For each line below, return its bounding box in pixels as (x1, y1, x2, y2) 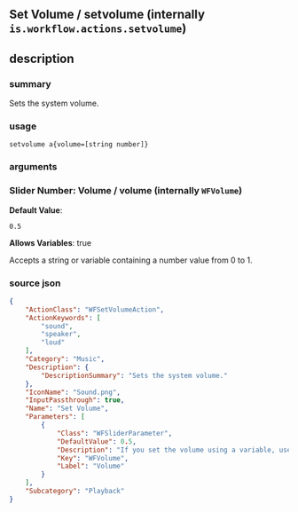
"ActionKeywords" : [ (25, 313, 101, 322)
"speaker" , (41, 330, 82, 339)
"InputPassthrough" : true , (25, 396, 125, 405)
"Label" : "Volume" (56, 461, 125, 471)
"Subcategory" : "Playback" (25, 487, 125, 496)
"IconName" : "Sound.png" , (25, 388, 122, 397)
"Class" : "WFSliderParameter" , (56, 429, 173, 437)
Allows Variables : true (9, 237, 91, 248)
